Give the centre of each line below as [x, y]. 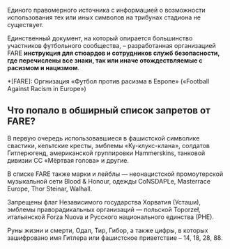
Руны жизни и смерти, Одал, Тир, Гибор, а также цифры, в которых [108, 230]
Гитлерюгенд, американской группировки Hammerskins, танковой [106, 153]
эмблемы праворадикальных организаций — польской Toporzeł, [104, 209]
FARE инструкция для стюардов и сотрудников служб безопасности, [114, 53]
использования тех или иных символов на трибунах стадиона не [104, 17]
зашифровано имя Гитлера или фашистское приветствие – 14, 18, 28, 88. [115, 238]
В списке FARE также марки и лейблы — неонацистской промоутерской [115, 174]
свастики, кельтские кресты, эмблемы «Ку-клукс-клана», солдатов [109, 145]
